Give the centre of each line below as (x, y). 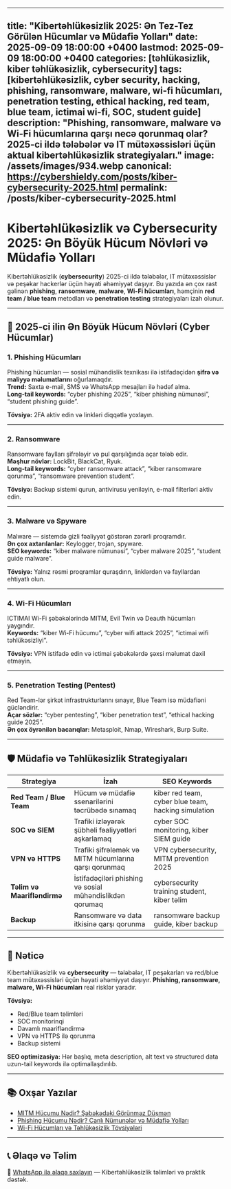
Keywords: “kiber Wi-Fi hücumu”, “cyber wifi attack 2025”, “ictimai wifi (108, 632)
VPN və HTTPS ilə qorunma (56, 1036)
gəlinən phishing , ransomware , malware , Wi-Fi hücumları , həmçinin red (111, 291)
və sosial (88, 887)
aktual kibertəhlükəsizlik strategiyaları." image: (111, 156)
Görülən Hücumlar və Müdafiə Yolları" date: (102, 37)
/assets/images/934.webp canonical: (89, 166)
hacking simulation (184, 810)
